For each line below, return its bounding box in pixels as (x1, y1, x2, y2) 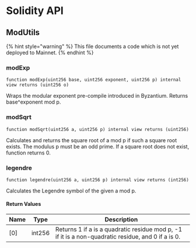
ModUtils (6, 27, 40, 37)
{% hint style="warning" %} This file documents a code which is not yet (6, 43, 179, 50)
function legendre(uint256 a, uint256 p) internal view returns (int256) (6, 177, 190, 182)
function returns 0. (6, 149, 51, 156)
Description (104, 215, 138, 223)
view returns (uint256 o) (6, 82, 69, 88)
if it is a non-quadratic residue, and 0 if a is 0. (55, 233, 181, 241)
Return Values (6, 201, 41, 208)
